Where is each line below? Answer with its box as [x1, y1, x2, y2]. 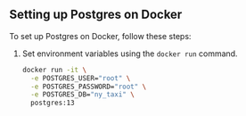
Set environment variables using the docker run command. [21, 48, 238, 59]
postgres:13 [30, 98, 75, 108]
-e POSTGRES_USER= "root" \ [30, 73, 131, 83]
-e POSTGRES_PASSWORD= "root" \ [30, 82, 147, 91]
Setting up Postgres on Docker [9, 7, 183, 22]
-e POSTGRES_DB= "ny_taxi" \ [30, 90, 135, 99]
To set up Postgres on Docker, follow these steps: [9, 30, 192, 41]
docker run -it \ [21, 65, 87, 74]
